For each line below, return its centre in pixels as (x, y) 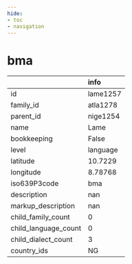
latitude (23, 161)
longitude (26, 172)
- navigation (26, 26)
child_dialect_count (42, 240)
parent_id (26, 116)
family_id (25, 105)
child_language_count (46, 228)
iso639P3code (35, 183)
